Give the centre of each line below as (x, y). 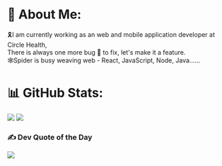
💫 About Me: (45, 15)
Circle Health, (27, 45)
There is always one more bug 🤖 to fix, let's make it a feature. (97, 52)
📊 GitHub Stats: (55, 93)
